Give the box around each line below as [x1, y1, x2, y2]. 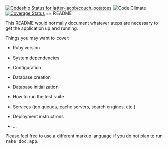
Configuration [12, 65, 41, 70]
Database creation [12, 74, 51, 80]
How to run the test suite [12, 94, 64, 100]
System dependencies [12, 55, 60, 61]
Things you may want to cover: [5, 35, 70, 41]
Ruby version [12, 45, 40, 51]
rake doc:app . [5, 138, 39, 144]
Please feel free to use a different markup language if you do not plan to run [5, 133, 163, 139]
